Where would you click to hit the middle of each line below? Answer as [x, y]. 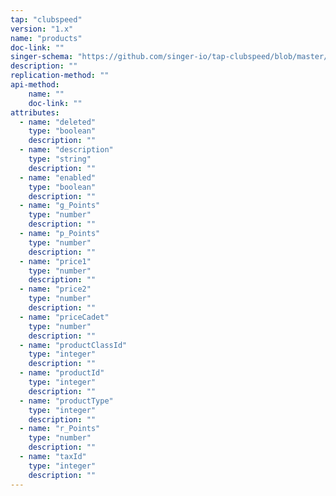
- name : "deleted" [58, 122]
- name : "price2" [55, 289]
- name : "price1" [55, 261]
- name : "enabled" [58, 177]
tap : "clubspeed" [46, 19]
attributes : [35, 112]
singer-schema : [42, 57]
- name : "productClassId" [73, 345]
